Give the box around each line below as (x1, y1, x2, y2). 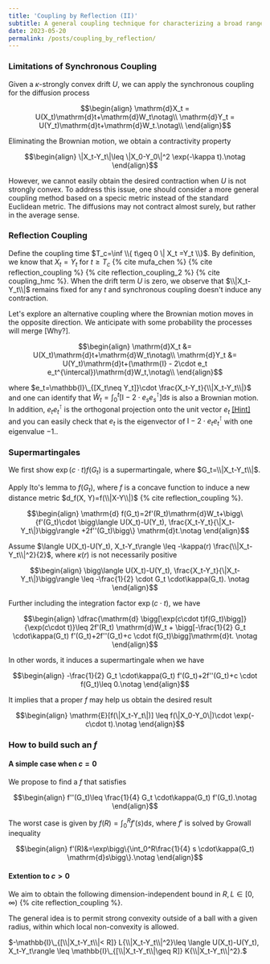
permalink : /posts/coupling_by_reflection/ (8, 34, 157, 43)
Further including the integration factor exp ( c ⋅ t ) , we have (8, 598, 201, 608)
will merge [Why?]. (8, 325, 71, 335)
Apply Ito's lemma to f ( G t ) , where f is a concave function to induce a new (8, 482, 251, 494)
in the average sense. (8, 210, 80, 220)
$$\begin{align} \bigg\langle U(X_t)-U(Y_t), (29, 565, 173, 575)
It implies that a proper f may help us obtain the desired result (8, 694, 213, 705)
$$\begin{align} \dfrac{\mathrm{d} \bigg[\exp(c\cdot (22, 614, 199, 623)
